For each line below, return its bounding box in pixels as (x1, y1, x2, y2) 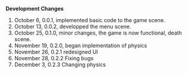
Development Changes (5, 5, 64, 12)
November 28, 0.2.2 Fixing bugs (14, 55, 94, 61)
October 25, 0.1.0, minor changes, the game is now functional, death (14, 29, 183, 36)
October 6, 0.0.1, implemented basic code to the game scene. (14, 17, 165, 23)
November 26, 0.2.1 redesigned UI (14, 48, 98, 55)
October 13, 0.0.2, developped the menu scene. (14, 23, 132, 30)
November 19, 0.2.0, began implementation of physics (14, 42, 147, 49)
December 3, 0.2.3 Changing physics (14, 61, 106, 68)
